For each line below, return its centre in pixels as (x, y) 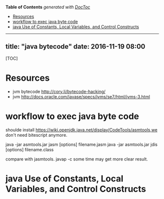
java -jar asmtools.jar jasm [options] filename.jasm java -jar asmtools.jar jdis (82, 144)
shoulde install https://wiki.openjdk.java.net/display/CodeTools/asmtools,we (82, 130)
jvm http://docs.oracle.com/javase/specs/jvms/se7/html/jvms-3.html (81, 96)
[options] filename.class (30, 149)
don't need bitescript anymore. (36, 135)
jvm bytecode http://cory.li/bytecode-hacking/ (59, 91)
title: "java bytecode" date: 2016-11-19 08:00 (75, 46)
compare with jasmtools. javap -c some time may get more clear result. (77, 159)
